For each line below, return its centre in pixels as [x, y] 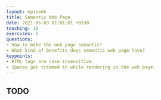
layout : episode [26, 12]
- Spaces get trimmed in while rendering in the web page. [81, 67]
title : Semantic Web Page [38, 17]
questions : [20, 39]
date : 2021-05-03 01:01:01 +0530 [48, 23]
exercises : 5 [22, 34]
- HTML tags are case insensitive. [50, 61]
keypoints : [20, 56]
